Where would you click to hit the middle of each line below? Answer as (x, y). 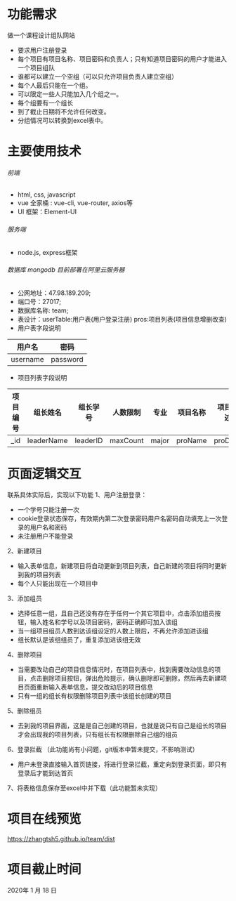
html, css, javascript (46, 195)
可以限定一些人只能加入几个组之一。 (70, 94)
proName (191, 440)
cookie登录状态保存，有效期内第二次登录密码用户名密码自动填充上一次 (119, 518)
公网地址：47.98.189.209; (54, 293)
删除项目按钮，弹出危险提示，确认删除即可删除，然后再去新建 (131, 678)
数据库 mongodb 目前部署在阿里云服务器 (66, 270)
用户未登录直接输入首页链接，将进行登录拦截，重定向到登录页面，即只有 (122, 764)
